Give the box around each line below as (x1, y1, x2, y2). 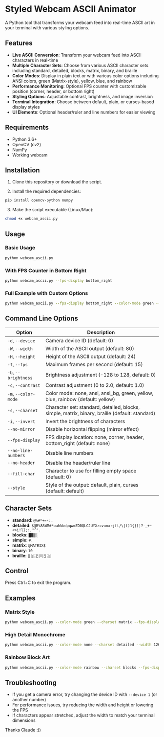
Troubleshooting (5, 678, 57, 687)
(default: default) (45, 488, 84, 494)
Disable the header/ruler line (45, 459, 111, 466)
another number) (12, 697, 46, 703)
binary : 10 (12, 547, 33, 553)
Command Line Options (5, 314, 78, 323)
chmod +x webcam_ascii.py (5, 216, 58, 221)
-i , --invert (7, 418, 36, 424)
